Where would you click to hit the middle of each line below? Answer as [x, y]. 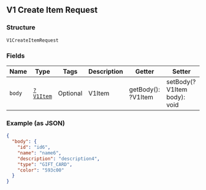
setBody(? [181, 82]
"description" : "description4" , [59, 159]
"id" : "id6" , [34, 147]
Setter [181, 71]
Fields [16, 56]
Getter [145, 71]
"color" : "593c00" [41, 170]
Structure [21, 28]
